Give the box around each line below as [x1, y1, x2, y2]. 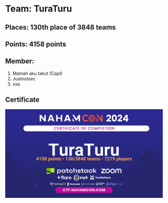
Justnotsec [12, 76, 36, 82]
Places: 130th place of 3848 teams [5, 23, 116, 32]
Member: [5, 57, 34, 66]
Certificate [5, 96, 40, 104]
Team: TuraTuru [5, 3, 72, 15]
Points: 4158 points [5, 40, 66, 48]
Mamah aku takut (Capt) [12, 70, 62, 76]
